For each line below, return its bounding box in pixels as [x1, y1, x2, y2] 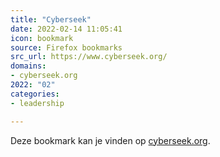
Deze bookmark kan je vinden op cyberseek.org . [10, 134, 211, 146]
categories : [10, 89, 60, 99]
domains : [10, 61, 47, 71]
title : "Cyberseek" [10, 14, 92, 25]
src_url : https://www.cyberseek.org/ [10, 52, 168, 62]
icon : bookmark [10, 33, 74, 43]
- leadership [10, 98, 65, 108]
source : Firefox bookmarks [10, 42, 123, 53]
